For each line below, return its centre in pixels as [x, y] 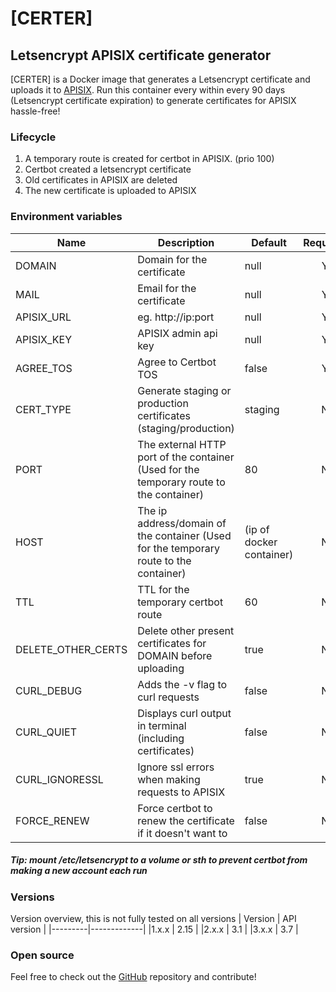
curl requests [168, 697]
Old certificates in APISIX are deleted [101, 180]
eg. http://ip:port [176, 317]
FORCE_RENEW [52, 820]
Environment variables [66, 217]
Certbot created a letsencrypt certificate [108, 169]
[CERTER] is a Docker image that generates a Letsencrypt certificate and [160, 79]
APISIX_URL [43, 317]
